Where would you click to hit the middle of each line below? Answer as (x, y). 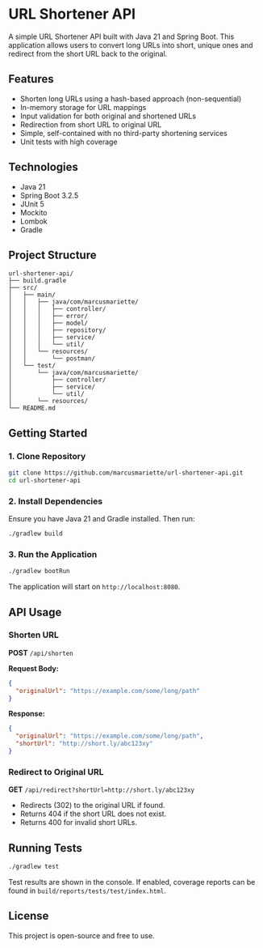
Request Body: (33, 668)
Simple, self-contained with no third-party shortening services (123, 133)
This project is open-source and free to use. (81, 935)
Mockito (33, 212)
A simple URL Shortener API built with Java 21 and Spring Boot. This (121, 36)
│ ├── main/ (32, 295)
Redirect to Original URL (56, 772)
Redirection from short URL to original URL (91, 124)
